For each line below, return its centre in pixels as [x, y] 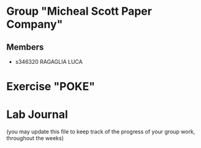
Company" [35, 24]
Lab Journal [37, 115]
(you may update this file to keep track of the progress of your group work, [101, 132]
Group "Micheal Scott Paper [79, 11]
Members [25, 47]
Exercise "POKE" [51, 87]
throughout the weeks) [35, 138]
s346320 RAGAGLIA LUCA [49, 62]
